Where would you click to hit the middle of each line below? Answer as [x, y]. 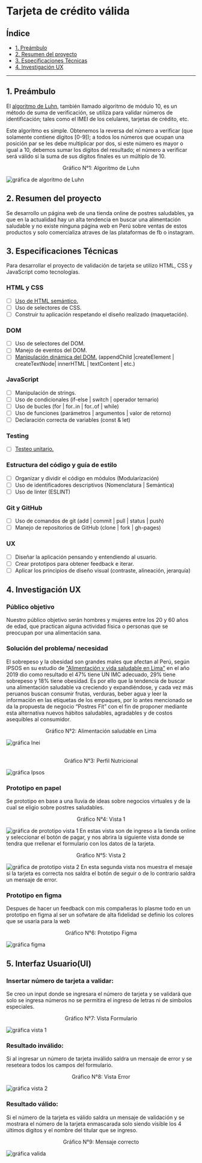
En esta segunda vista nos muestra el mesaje [137, 867]
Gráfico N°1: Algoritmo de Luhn [101, 168]
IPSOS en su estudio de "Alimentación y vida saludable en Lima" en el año [98, 668]
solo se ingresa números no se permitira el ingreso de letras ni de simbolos [99, 1000]
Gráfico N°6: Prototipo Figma [101, 933]
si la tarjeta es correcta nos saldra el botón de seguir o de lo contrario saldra [101, 873]
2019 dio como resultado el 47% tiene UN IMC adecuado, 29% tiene [91, 674]
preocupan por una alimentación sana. [54, 633]
